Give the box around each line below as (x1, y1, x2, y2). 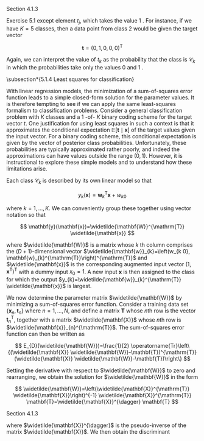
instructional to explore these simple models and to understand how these (6, 158, 192, 166)
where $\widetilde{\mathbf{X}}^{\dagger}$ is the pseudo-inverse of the (6, 422, 187, 429)
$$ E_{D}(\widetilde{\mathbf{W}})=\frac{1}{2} (15, 342, 130, 350)
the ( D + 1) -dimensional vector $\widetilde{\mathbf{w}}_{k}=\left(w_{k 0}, (6, 247, 191, 255)
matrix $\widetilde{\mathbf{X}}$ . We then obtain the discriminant (6, 428, 171, 436)
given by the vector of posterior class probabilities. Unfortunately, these (6, 139, 187, 147)
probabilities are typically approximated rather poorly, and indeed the (6, 146, 180, 153)
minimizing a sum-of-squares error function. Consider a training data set (6, 300, 189, 308)
